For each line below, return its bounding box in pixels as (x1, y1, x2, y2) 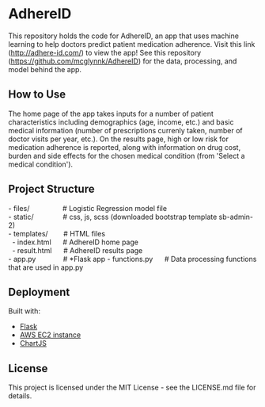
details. (8, 391, 32, 401)
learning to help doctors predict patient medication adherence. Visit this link (8, 39, 256, 48)
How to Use (8, 88, 66, 102)
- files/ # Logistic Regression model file (8, 203, 168, 213)
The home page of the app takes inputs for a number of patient (8, 109, 214, 118)
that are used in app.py (8, 263, 84, 272)
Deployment (8, 285, 70, 298)
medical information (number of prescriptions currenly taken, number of (8, 125, 243, 135)
